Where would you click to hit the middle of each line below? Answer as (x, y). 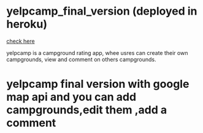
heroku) (27, 24)
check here (21, 41)
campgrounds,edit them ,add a (87, 110)
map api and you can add (71, 97)
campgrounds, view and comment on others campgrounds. (81, 59)
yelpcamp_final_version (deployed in (102, 11)
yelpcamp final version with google (98, 84)
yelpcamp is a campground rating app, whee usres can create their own (97, 52)
